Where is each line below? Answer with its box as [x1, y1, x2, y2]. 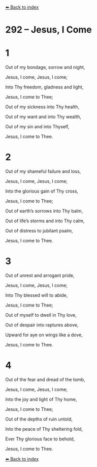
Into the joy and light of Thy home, [5, 396, 77, 402]
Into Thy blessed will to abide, [5, 292, 68, 298]
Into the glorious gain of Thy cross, [5, 188, 79, 194]
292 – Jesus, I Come [5, 24, 92, 36]
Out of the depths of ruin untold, [5, 416, 73, 422]
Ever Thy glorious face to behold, [5, 436, 75, 442]
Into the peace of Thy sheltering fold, [5, 426, 83, 432]
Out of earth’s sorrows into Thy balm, [5, 208, 83, 214]
